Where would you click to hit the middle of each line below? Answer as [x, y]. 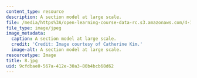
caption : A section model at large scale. [64, 39]
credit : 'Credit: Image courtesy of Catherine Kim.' [77, 45]
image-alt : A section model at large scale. [67, 50]
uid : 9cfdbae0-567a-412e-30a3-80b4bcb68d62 [60, 66]
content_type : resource [35, 11]
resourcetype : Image [31, 55]
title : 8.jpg [22, 60]
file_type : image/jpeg [34, 28]
